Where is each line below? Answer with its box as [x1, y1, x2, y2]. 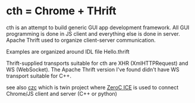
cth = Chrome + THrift [6, 4, 117, 18]
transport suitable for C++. [6, 72, 72, 79]
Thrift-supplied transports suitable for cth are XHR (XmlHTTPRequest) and [6, 60, 188, 67]
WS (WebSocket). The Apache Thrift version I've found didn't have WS [6, 65, 180, 73]
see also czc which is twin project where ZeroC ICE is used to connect [6, 83, 179, 90]
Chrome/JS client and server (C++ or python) [6, 90, 118, 97]
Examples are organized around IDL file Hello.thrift [6, 48, 130, 55]
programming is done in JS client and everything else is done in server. [6, 30, 180, 37]
